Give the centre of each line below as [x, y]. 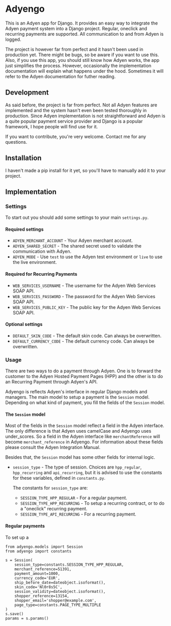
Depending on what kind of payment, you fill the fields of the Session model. [85, 403]
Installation [23, 158]
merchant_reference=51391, [43, 569]
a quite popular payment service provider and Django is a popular [74, 121]
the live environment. [35, 262]
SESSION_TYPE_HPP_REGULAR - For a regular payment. [74, 498]
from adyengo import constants [38, 551]
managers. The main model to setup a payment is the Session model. [78, 397]
